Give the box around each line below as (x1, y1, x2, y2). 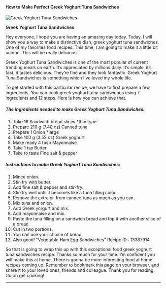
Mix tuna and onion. (12, 200, 53, 206)
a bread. (12, 221, 30, 227)
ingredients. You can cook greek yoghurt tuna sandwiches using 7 (5, 90, 140, 96)
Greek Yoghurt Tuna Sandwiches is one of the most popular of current (5, 59, 148, 65)
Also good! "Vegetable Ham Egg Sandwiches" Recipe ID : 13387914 (12, 237, 150, 243)
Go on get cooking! (5, 273, 45, 279)
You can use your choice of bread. (12, 232, 83, 238)
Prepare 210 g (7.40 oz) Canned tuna (12, 124, 88, 130)
